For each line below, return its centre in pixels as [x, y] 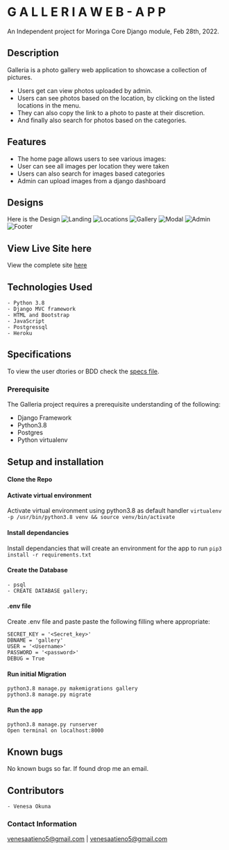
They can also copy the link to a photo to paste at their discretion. [111, 112]
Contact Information [42, 824]
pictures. [20, 77]
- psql [17, 585]
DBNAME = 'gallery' [35, 640]
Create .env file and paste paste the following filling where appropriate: [109, 621]
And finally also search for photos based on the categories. [102, 120]
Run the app [25, 710]
